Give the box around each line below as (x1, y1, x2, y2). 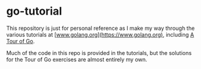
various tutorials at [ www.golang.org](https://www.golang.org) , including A (6, 31, 194, 38)
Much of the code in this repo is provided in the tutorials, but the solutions (6, 49, 192, 56)
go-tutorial (6, 4, 62, 18)
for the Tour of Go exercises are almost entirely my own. (6, 56, 147, 63)
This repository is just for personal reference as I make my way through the (6, 24, 195, 32)
